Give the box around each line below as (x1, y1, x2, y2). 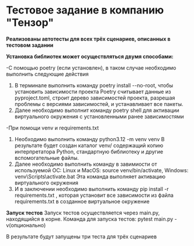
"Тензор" (6, 16, 54, 29)
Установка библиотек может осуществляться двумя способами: (6, 53, 174, 60)
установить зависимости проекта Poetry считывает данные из (14, 88, 171, 95)
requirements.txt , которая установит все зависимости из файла (14, 192, 174, 199)
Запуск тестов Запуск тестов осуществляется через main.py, (6, 209, 160, 216)
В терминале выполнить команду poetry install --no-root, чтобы (14, 81, 174, 88)
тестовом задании (6, 42, 54, 49)
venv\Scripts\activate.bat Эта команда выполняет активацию (14, 173, 166, 180)
